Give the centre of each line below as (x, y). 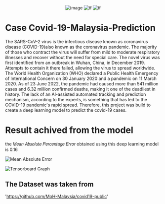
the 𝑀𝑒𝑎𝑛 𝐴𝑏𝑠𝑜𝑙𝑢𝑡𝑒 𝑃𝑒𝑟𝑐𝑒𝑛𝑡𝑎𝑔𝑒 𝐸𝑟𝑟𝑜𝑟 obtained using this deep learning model (82, 144)
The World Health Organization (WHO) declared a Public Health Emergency (82, 73)
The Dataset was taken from (49, 184)
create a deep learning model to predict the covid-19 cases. (66, 110)
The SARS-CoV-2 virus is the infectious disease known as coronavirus (77, 41)
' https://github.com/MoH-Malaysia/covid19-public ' (57, 196)
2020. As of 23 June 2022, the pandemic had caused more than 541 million (82, 83)
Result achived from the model (69, 130)
